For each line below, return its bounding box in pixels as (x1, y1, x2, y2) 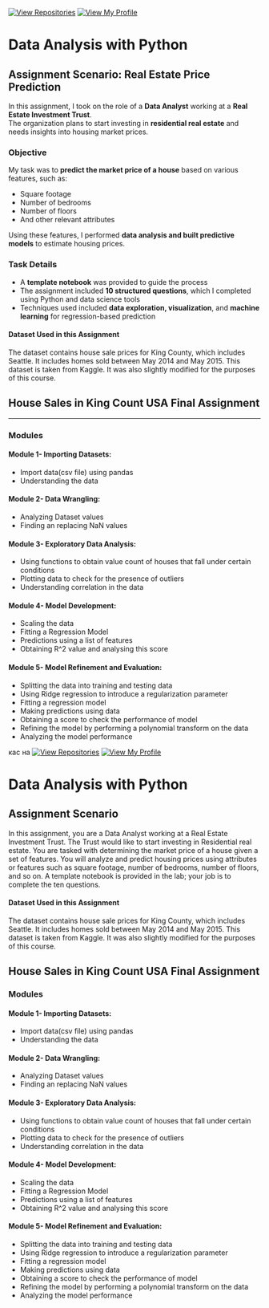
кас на (8, 747, 30, 757)
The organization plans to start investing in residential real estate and (8, 119, 239, 128)
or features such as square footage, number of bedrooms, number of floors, (8, 863, 259, 872)
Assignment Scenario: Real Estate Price (8, 67, 211, 81)
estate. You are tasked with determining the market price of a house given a (8, 845, 259, 855)
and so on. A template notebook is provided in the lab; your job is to (8, 871, 231, 880)
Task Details (8, 259, 58, 270)
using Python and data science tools (19, 294, 140, 304)
